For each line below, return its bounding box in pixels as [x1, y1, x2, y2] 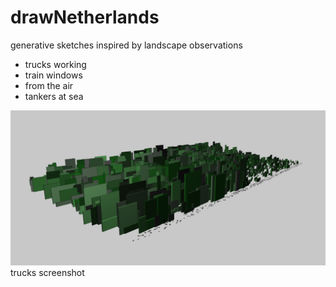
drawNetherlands [10, 6, 160, 29]
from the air [24, 79, 74, 91]
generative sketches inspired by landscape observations [10, 39, 243, 51]
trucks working [24, 58, 87, 70]
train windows [24, 69, 83, 81]
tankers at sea [24, 90, 84, 102]
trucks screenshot [10, 266, 85, 278]
